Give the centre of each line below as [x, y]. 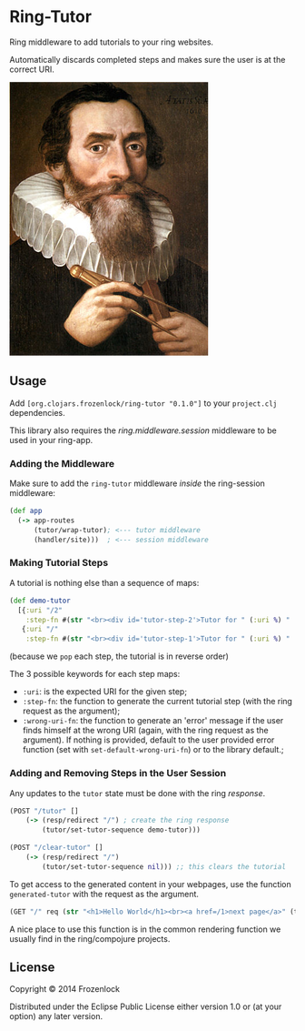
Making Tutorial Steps [59, 563]
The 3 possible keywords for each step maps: [95, 674]
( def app [26, 511]
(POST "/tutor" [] [44, 811]
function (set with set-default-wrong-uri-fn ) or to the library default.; [153, 750]
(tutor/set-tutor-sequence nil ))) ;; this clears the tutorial [164, 866]
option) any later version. [56, 1016]
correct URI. [32, 69]
